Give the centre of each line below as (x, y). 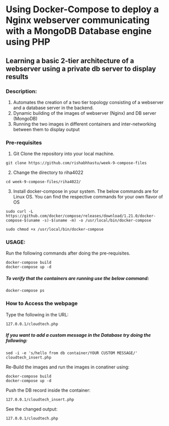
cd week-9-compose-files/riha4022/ (43, 182)
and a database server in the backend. (53, 108)
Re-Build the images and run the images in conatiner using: (68, 367)
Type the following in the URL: (37, 314)
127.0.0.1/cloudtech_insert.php (40, 399)
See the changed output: (32, 409)
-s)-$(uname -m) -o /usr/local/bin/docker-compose (97, 220)
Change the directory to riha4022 (48, 172)
